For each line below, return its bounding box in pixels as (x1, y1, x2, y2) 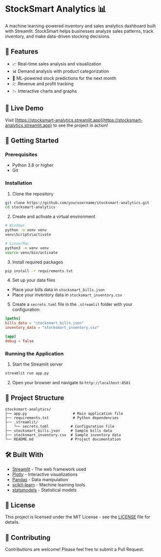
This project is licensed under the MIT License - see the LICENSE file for (5, 514, 150, 520)
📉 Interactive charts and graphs (12, 88, 77, 94)
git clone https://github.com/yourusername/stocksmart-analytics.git (5, 200, 150, 205)
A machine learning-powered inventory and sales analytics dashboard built (5, 23, 156, 29)
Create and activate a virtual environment (12, 213, 96, 220)
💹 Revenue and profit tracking (12, 81, 74, 87)
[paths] (5, 316, 21, 321)
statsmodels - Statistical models (12, 487, 77, 493)
